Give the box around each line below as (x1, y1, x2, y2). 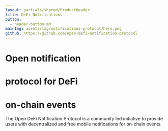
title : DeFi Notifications (5, 12, 63, 17)
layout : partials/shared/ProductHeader (5, 7, 90, 13)
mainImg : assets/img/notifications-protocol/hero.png (5, 26, 122, 31)
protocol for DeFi (5, 76, 78, 88)
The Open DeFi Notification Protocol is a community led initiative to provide (5, 116, 163, 122)
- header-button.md (10, 21, 51, 27)
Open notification (5, 53, 81, 64)
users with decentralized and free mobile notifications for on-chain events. (5, 121, 162, 127)
